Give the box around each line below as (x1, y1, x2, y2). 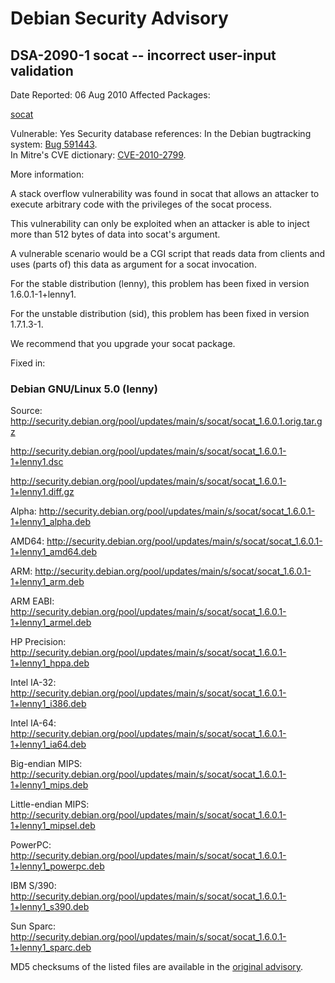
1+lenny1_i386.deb (10, 698, 87, 710)
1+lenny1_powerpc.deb (10, 860, 105, 872)
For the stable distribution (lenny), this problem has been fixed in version (10, 278, 310, 289)
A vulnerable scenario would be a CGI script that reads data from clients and (10, 248, 326, 259)
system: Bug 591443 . (10, 138, 98, 150)
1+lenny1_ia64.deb (10, 738, 87, 751)
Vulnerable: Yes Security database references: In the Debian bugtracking (10, 128, 312, 139)
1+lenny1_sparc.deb (10, 942, 92, 954)
